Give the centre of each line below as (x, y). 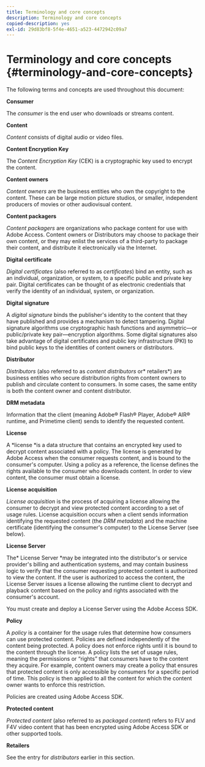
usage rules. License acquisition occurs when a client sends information (97, 515)
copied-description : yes (38, 23)
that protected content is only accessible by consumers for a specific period (102, 672)
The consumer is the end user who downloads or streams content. (90, 114)
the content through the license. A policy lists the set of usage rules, (92, 652)
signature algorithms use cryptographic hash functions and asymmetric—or (102, 328)
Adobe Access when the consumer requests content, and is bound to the (99, 458)
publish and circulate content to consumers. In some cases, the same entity (102, 384)
